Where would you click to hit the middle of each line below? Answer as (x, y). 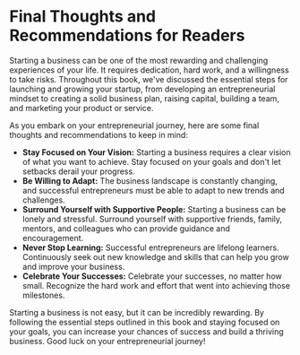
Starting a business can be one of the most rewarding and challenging (139, 60)
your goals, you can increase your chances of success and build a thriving (146, 331)
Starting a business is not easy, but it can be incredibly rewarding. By (137, 312)
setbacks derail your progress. (79, 171)
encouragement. (53, 238)
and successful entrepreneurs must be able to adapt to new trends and (153, 190)
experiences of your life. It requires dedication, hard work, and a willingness (149, 70)
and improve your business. (73, 266)
